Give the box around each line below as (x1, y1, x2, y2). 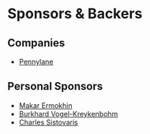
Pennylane (18, 57, 54, 66)
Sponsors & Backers (7, 5, 143, 23)
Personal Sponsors (7, 80, 103, 93)
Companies (7, 36, 66, 50)
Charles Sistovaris (18, 117, 78, 127)
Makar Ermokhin (18, 100, 73, 110)
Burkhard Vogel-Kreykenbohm (18, 109, 118, 118)
